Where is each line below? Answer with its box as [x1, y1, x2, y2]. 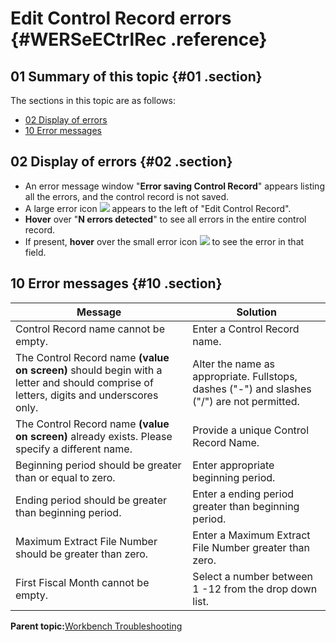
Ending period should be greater [15, 493, 167, 507]
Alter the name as [192, 357, 276, 371]
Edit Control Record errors [10, 7, 232, 30]
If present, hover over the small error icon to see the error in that [24, 235, 305, 247]
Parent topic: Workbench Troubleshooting [10, 620, 183, 632]
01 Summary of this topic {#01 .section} [10, 68, 263, 85]
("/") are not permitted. [192, 394, 300, 408]
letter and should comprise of [15, 375, 154, 389]
